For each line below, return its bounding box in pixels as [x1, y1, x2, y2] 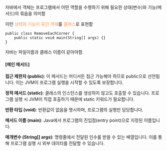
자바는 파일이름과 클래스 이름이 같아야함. [5, 49, 84, 55]
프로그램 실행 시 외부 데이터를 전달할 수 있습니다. [10, 141, 105, 147]
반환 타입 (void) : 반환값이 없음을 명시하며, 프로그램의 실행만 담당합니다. [5, 107, 144, 113]
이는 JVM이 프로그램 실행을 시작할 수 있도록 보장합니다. [15, 79, 124, 85]
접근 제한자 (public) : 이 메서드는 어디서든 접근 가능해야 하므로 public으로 [5, 74, 147, 79]
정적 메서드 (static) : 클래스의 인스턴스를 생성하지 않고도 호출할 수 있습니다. [5, 90, 151, 96]
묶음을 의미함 [19, 10, 46, 16]
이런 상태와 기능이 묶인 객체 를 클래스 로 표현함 [5, 21, 93, 27]
